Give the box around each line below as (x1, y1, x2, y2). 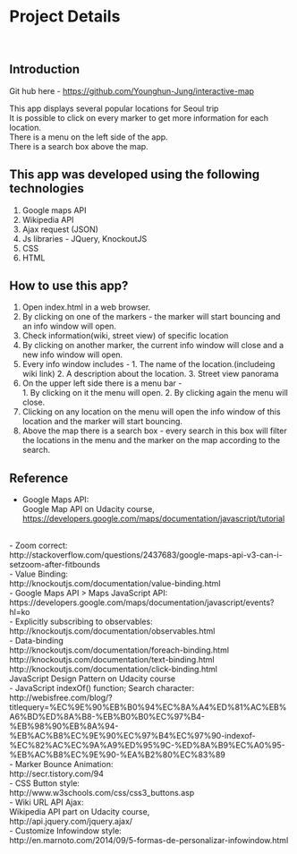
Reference (9, 470, 69, 485)
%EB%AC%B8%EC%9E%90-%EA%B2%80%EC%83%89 (9, 749, 226, 760)
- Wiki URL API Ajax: (9, 797, 84, 807)
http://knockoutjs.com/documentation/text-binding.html (9, 654, 215, 665)
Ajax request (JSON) (21, 224, 98, 235)
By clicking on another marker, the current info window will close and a (21, 340, 284, 351)
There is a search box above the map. (9, 141, 149, 151)
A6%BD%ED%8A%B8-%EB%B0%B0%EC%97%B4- (9, 712, 206, 722)
